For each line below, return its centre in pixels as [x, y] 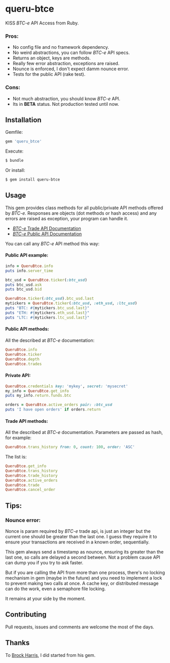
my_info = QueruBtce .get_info [37, 391]
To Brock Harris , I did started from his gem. [50, 655]
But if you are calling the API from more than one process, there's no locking [85, 572]
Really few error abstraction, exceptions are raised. [66, 64]
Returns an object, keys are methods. [52, 58]
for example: [19, 438]
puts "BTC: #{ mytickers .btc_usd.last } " [47, 308]
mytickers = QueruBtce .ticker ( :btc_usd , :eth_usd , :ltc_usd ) [71, 303]
